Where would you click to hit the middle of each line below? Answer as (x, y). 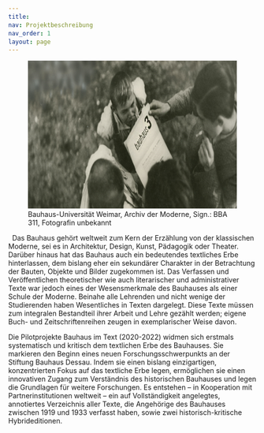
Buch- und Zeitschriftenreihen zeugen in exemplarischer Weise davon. (123, 322)
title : (19, 17)
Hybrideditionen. (35, 421)
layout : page (30, 42)
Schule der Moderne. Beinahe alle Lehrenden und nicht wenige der (117, 297)
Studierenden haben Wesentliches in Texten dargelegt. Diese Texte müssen (131, 305)
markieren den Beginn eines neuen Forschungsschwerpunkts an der (119, 354)
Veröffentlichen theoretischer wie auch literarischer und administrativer (124, 280)
